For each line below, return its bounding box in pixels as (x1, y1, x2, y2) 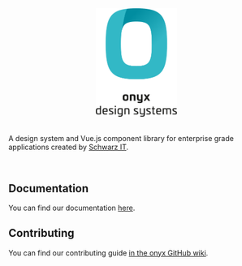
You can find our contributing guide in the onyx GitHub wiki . (8, 247, 209, 258)
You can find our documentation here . (8, 203, 136, 212)
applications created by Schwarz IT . (8, 142, 129, 152)
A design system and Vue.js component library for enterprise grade (8, 134, 234, 144)
